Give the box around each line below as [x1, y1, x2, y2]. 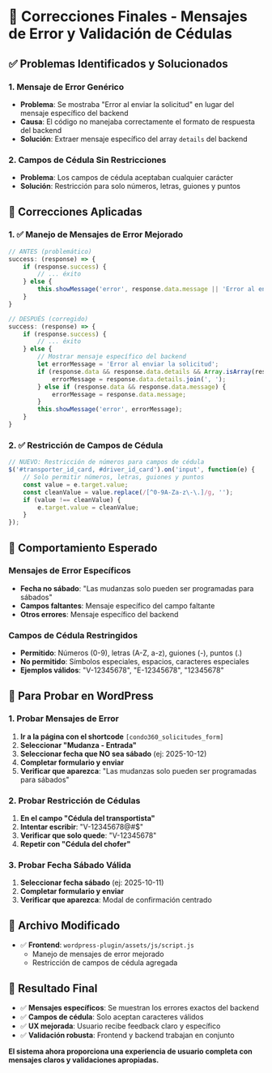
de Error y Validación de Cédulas [8, 24, 232, 43]
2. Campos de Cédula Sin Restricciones [8, 154, 167, 165]
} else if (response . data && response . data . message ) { [37, 383, 227, 391]
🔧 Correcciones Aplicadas [8, 204, 143, 218]
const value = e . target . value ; [23, 480, 129, 489]
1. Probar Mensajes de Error [8, 713, 119, 724]
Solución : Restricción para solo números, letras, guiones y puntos [19, 182, 241, 191]
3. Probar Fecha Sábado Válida [8, 860, 132, 871]
